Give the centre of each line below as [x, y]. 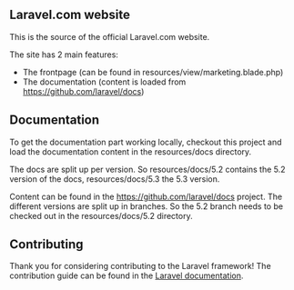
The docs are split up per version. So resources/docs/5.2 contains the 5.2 [147, 169]
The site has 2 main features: [64, 55]
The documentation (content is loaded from [104, 82]
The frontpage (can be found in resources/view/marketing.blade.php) [153, 72]
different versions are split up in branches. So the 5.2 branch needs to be [147, 206]
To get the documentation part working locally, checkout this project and [146, 142]
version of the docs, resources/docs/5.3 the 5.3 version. [115, 179]
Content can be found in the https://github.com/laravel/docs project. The [146, 196]
